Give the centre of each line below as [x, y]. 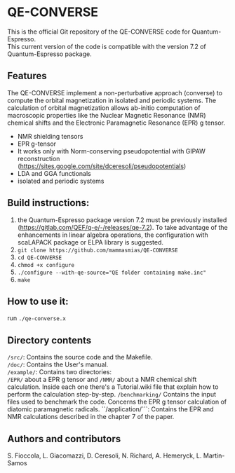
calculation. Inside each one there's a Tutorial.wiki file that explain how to [113, 387]
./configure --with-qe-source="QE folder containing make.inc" [112, 273]
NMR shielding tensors [50, 136]
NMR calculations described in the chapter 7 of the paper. [91, 417]
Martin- [214, 455]
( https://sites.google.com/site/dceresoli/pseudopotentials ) [102, 166]
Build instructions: [48, 203]
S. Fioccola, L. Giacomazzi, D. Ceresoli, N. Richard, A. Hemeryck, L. [105, 455]
